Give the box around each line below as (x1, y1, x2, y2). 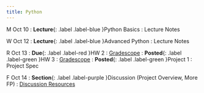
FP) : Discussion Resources (6, 80, 75, 88)
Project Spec (6, 62, 39, 69)
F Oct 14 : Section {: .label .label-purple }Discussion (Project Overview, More (6, 74, 198, 81)
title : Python (6, 9, 43, 15)
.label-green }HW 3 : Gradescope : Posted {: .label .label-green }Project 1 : (6, 55, 192, 63)
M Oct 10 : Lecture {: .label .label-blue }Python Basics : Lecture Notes (6, 26, 180, 33)
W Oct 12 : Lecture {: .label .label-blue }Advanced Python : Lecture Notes (6, 37, 189, 44)
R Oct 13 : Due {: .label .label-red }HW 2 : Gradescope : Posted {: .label (6, 49, 182, 57)
